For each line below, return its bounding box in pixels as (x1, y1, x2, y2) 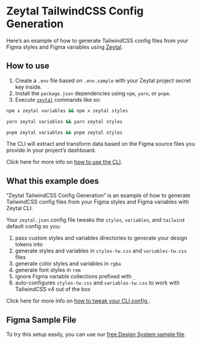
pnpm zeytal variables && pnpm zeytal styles (6, 130, 123, 136)
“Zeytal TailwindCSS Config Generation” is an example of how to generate (6, 192, 191, 199)
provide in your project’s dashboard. (6, 146, 97, 154)
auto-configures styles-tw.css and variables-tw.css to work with (14, 279, 180, 287)
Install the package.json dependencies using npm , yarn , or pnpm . (14, 89, 171, 97)
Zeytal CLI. (6, 205, 33, 212)
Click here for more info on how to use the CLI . (6, 158, 123, 166)
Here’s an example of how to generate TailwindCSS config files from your (6, 37, 189, 44)
